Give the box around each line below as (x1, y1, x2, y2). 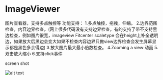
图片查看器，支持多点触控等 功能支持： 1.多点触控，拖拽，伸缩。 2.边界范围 (5, 20, 158, 26)
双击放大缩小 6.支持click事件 (5, 50, 63, 57)
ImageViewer (5, 3, 60, 15)
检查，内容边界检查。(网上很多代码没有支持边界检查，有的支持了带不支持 (5, 26, 153, 32)
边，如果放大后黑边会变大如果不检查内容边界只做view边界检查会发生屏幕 (5, 38, 152, 44)
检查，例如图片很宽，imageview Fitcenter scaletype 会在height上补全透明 (9, 32, 159, 38)
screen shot (5, 60, 29, 66)
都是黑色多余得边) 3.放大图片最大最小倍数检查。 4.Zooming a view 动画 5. (9, 44, 159, 50)
